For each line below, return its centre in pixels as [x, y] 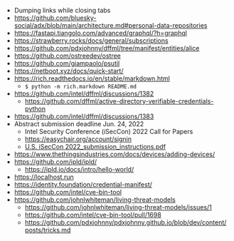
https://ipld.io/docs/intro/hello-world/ [79, 169]
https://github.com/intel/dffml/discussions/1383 [84, 116]
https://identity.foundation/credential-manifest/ [83, 184]
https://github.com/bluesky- [55, 18]
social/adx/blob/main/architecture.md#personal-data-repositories [111, 25]
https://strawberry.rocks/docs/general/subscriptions [91, 41]
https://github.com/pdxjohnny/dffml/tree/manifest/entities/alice [107, 48]
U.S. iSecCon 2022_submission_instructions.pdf [95, 147]
